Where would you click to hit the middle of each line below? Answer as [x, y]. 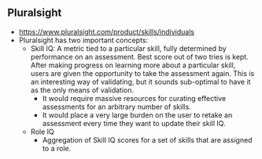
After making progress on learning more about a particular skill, [133, 65]
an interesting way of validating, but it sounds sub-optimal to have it [140, 81]
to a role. [57, 148]
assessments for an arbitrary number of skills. [117, 107]
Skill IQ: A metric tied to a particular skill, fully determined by [129, 48]
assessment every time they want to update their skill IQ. [134, 123]
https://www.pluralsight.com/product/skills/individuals [106, 31]
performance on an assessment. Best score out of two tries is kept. [139, 56]
